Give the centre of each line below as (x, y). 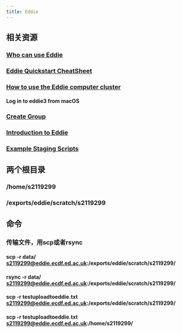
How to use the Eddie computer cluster (63, 87)
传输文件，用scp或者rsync (45, 242)
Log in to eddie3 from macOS (43, 101)
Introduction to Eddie (37, 133)
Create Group (26, 117)
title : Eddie (22, 12)
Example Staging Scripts (43, 149)
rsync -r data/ (24, 277)
